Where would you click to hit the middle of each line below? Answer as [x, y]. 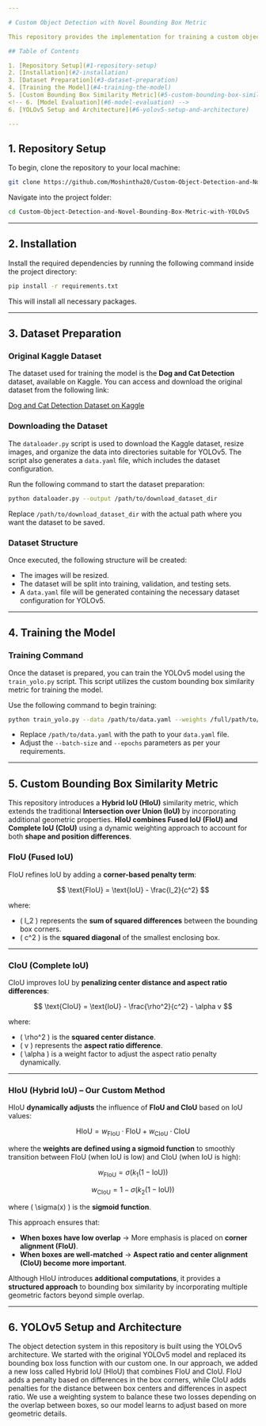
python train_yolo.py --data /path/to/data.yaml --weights [108, 719]
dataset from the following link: [59, 390]
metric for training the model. [56, 690]
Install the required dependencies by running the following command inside [131, 263]
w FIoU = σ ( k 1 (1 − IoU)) [133, 1173]
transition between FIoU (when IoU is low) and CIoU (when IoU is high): [125, 1156]
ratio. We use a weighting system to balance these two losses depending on [133, 1397]
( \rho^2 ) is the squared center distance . [87, 1037]
